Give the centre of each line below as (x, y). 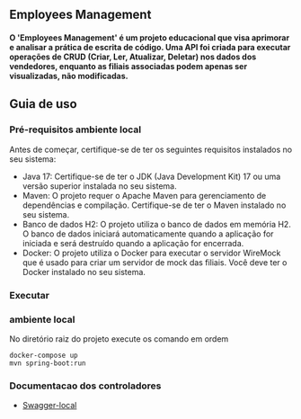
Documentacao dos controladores (85, 386)
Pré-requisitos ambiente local (75, 129)
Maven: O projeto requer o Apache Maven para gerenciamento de (144, 195)
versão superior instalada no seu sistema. (99, 186)
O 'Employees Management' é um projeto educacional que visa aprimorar (150, 37)
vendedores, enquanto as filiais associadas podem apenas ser (128, 66)
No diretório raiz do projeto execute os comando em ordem (119, 339)
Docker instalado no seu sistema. (84, 272)
